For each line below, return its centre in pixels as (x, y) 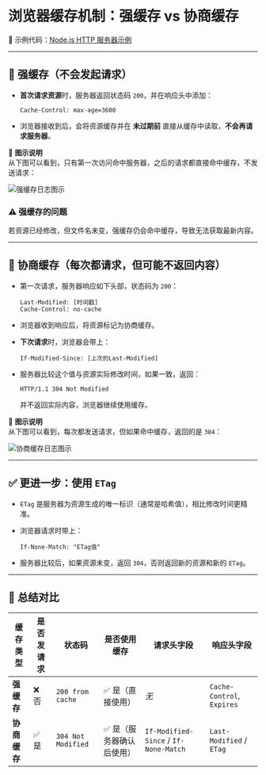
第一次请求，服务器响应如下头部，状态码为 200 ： (99, 285)
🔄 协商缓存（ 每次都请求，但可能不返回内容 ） (117, 265)
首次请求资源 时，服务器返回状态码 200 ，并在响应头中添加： (116, 95)
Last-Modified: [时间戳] (59, 302)
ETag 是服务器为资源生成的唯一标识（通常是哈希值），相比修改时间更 (130, 503)
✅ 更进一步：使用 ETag (62, 483)
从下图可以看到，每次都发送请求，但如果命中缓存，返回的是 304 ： (115, 431)
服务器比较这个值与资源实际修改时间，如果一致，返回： (110, 374)
